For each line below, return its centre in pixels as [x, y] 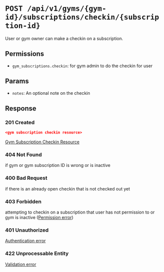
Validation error [21, 264]
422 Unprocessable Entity [37, 253]
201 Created [20, 122]
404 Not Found [24, 155]
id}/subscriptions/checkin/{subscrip [82, 17]
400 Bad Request [26, 178]
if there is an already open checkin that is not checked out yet [68, 189]
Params [17, 81]
